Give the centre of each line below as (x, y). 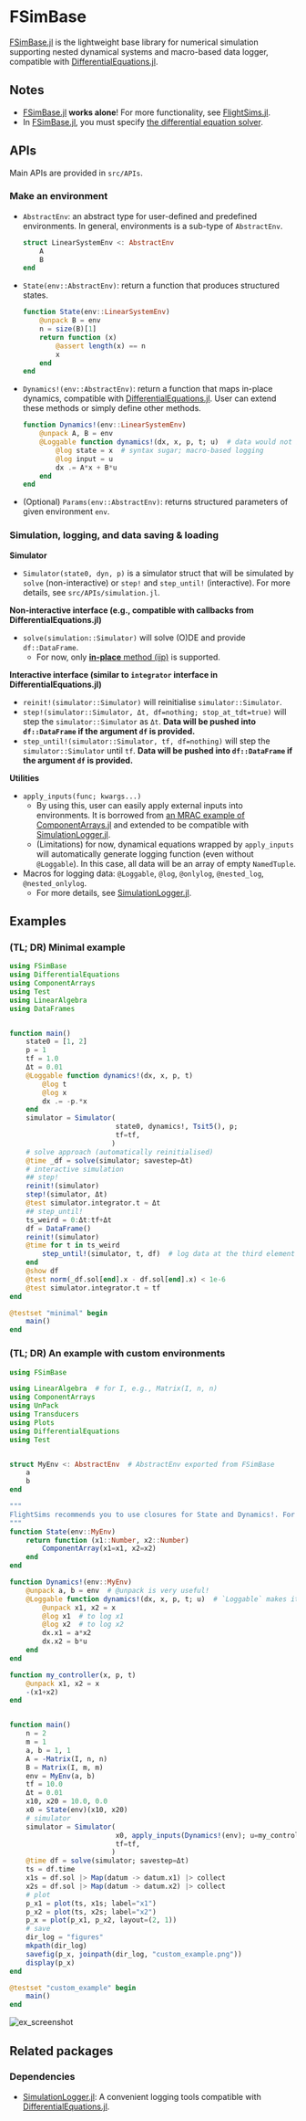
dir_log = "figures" (65, 1937)
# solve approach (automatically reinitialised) (120, 1152)
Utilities (24, 777)
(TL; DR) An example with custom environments (117, 1354)
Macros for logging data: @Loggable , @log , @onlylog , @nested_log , (143, 873)
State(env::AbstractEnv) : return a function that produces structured (151, 286)
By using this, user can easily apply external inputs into (139, 805)
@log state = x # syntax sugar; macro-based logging (160, 450)
